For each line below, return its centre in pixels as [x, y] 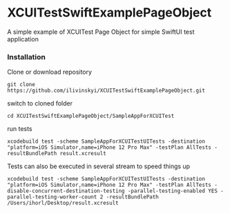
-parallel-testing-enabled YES [172, 191]
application [23, 39]
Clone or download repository [49, 72]
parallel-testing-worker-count [52, 197]
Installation [27, 57]
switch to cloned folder [40, 103]
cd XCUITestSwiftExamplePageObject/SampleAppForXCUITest [91, 116]
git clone [21, 85]
